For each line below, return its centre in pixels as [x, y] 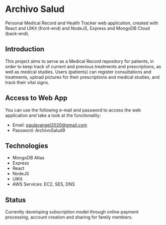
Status [16, 200]
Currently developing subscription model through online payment [72, 212]
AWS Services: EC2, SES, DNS [43, 184]
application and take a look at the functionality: [53, 115]
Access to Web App [36, 98]
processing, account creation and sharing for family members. [69, 217]
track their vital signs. [27, 82]
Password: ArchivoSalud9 [39, 130]
